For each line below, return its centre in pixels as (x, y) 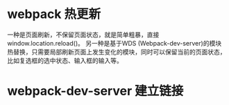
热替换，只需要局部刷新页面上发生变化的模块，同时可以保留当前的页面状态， (117, 52)
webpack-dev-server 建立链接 (95, 91)
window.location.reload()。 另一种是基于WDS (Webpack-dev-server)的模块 (114, 43)
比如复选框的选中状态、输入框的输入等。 (65, 60)
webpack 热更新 (54, 14)
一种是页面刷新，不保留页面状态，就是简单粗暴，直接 (83, 35)
